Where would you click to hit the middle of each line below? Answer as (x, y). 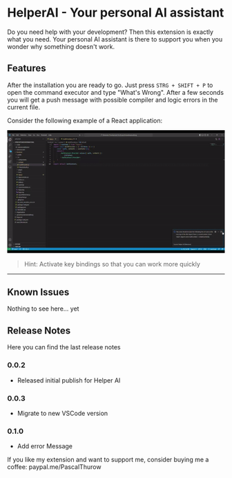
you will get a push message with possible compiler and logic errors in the (113, 100)
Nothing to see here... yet (43, 309)
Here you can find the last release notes (64, 347)
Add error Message (45, 446)
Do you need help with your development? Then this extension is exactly (110, 32)
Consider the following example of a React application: (85, 120)
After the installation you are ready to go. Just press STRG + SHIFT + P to (110, 85)
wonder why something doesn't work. (61, 46)
